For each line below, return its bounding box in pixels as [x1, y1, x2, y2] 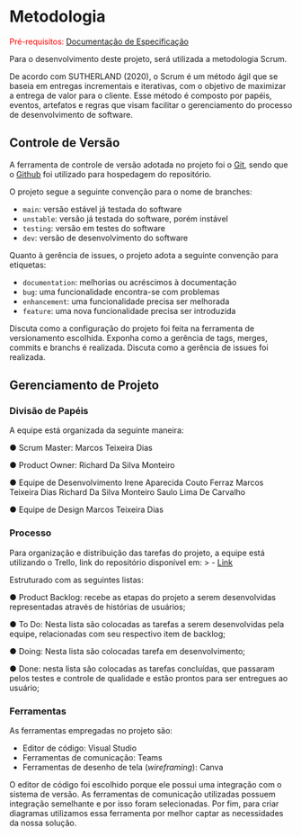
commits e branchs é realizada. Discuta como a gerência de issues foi [9, 342, 269, 353]
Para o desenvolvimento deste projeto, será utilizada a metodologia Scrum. [9, 53, 288, 64]
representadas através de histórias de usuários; [9, 601, 186, 612]
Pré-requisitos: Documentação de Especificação [9, 36, 189, 47]
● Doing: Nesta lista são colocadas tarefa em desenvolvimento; [9, 645, 245, 656]
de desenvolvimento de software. [9, 109, 133, 120]
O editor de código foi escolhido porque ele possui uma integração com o [9, 779, 282, 790]
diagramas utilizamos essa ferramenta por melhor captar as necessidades [9, 808, 284, 819]
